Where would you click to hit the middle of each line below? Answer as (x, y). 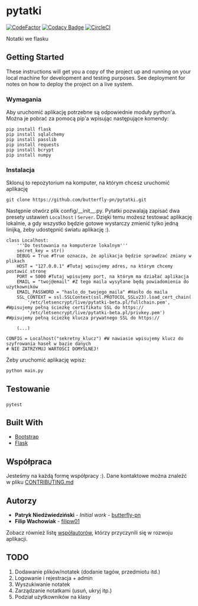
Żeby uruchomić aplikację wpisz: (46, 360)
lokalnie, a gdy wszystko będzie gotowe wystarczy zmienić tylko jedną (92, 223)
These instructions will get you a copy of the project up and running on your (98, 71)
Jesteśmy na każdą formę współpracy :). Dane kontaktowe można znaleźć (97, 476)
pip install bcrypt (30, 150)
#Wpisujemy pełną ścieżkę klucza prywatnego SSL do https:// (83, 318)
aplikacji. (17, 539)
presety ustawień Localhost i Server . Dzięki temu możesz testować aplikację (99, 217)
